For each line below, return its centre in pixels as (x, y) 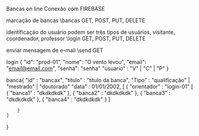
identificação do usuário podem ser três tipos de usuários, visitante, (91, 32)
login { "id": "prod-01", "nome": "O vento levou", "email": (76, 62)
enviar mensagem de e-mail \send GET (55, 50)
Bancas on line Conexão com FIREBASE (56, 9)
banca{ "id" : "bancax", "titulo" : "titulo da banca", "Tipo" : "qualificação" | (98, 80)
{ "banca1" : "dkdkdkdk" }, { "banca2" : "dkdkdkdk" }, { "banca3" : (88, 93)
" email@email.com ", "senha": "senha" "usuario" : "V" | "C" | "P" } (87, 68)
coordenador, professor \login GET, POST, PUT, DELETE (76, 38)
